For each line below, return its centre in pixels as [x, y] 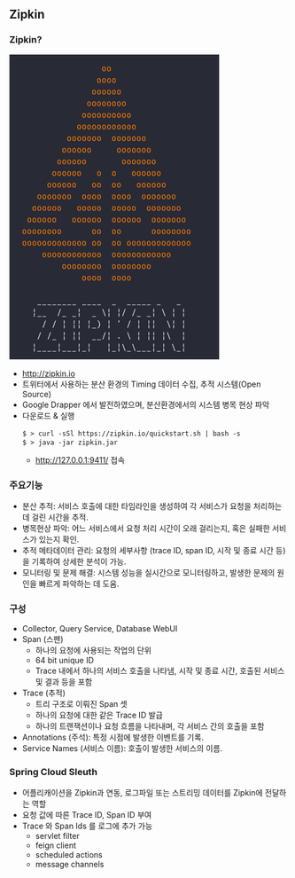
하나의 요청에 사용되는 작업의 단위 [93, 650]
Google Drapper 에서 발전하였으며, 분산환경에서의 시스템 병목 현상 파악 [146, 404]
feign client [56, 845]
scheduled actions [69, 854]
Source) [36, 394]
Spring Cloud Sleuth [53, 772]
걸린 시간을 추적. [60, 517]
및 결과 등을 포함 [64, 682]
